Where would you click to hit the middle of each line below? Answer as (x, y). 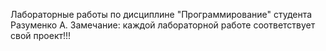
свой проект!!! (41, 35)
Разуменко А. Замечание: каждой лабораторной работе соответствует (163, 25)
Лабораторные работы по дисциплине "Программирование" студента (161, 14)
